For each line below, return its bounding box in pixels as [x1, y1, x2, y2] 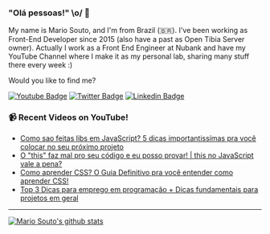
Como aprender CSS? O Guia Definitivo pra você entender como [19, 167, 234, 177]
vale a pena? [19, 158, 63, 168]
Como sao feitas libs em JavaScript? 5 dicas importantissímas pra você [19, 133, 256, 143]
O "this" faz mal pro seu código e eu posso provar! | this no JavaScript [19, 150, 255, 160]
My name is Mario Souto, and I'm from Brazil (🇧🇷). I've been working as [8, 26, 248, 35]
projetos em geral [19, 193, 79, 203]
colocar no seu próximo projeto [19, 142, 125, 151]
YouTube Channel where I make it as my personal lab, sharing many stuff [8, 51, 250, 61]
